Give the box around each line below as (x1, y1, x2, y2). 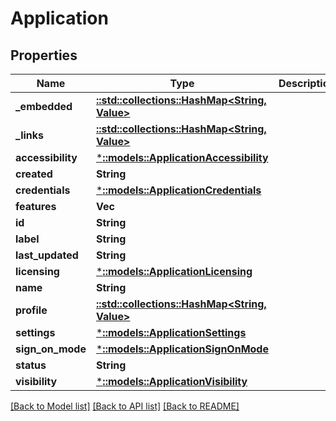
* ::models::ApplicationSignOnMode (95, 342, 269, 356)
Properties (10, 47, 78, 64)
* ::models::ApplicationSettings (95, 326, 247, 339)
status (15, 358, 47, 372)
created (15, 167, 53, 181)
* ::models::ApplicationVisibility (95, 375, 248, 388)
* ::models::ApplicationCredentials (95, 183, 262, 197)
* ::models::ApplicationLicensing (95, 265, 253, 278)
